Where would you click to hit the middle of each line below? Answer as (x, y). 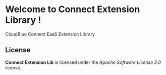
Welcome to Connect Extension (73, 9)
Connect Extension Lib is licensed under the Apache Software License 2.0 (83, 62)
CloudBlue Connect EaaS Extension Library (50, 34)
